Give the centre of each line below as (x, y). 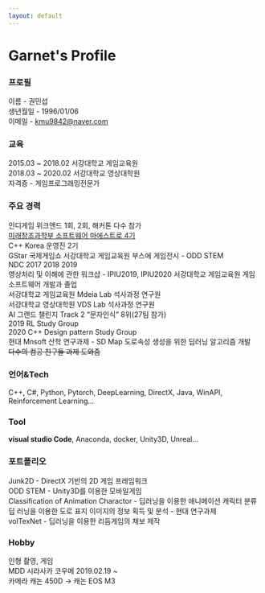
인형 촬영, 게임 (31, 561)
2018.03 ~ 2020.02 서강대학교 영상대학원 (74, 173)
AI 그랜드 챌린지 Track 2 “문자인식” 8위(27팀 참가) (88, 314)
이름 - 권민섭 (28, 101)
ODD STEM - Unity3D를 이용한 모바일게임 (75, 491)
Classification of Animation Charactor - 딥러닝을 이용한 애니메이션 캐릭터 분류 (132, 500)
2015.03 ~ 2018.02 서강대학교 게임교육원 (73, 163)
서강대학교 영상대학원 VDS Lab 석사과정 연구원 (82, 304)
